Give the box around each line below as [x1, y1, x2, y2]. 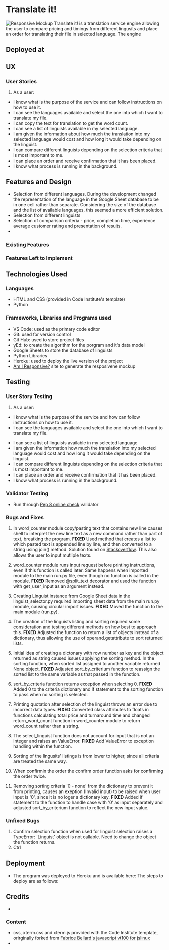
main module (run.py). [13, 609, 59, 615]
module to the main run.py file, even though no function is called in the [13, 572, 159, 578]
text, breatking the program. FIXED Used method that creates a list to [13, 536, 156, 542]
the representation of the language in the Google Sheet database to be [13, 196, 159, 202]
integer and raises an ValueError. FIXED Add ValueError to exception [13, 738, 154, 744]
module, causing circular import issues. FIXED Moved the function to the [13, 603, 163, 609]
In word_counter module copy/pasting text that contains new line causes [13, 525, 163, 531]
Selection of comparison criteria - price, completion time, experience [13, 217, 156, 223]
